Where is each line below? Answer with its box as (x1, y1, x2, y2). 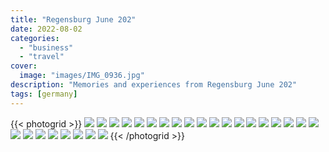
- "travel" (19, 52, 65, 62)
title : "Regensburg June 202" (10, 14, 137, 25)
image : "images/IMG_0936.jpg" (19, 71, 145, 81)
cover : (10, 61, 38, 71)
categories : (10, 33, 60, 43)
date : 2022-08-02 (10, 24, 83, 34)
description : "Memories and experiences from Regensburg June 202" (10, 80, 298, 90)
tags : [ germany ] (10, 89, 78, 99)
